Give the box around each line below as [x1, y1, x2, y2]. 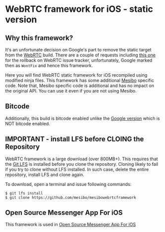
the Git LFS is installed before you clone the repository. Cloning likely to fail [5, 161, 159, 167]
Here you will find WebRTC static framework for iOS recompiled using [5, 72, 148, 78]
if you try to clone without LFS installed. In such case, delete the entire [5, 166, 149, 172]
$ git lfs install [5, 190, 43, 196]
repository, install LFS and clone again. [5, 172, 84, 178]
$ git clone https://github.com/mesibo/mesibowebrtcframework [5, 195, 136, 200]
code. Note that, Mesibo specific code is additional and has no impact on [5, 83, 155, 89]
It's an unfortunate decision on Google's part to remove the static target [5, 47, 152, 52]
